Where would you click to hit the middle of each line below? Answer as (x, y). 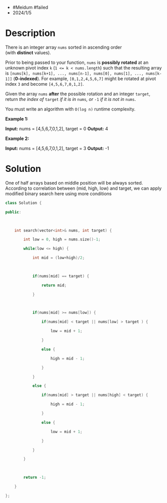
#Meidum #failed (30, 7)
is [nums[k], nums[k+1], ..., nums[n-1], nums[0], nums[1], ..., (75, 73)
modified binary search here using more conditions (58, 193)
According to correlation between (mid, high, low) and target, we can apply (83, 188)
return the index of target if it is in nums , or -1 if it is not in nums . (71, 99)
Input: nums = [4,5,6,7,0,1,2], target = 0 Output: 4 (57, 128)
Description (30, 33)
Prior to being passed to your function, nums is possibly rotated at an (77, 62)
